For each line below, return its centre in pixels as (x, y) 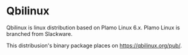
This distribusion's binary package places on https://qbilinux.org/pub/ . (94, 45)
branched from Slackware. (39, 33)
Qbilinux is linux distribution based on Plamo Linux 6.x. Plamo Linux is (93, 27)
